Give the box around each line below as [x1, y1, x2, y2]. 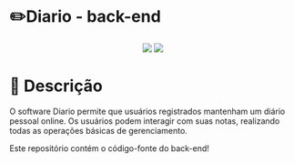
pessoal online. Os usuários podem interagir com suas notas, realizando [9, 115, 280, 127]
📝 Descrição [9, 76, 103, 97]
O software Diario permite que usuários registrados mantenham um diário [9, 106, 286, 117]
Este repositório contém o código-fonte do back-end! [9, 142, 209, 154]
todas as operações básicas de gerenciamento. [9, 125, 188, 136]
